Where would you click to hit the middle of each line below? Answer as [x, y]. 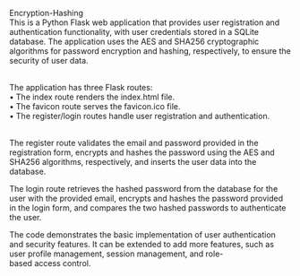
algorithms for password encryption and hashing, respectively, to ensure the [150, 51]
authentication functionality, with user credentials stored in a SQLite [134, 32]
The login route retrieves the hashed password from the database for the [144, 189]
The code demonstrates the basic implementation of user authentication [142, 235]
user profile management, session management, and [107, 254]
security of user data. [49, 60]
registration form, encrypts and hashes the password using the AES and [142, 152]
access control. [63, 263]
